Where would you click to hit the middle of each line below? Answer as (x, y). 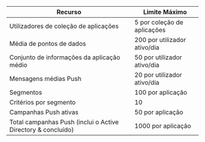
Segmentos (26, 92)
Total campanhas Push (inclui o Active (64, 122)
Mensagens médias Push (45, 79)
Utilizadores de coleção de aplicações (64, 26)
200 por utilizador (160, 40)
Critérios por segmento (43, 102)
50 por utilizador (158, 57)
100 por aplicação (160, 92)
